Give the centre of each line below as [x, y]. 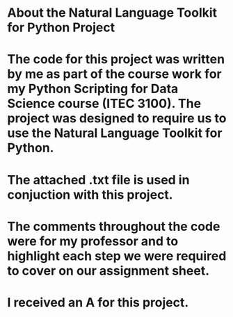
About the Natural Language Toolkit [112, 13]
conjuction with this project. [90, 194]
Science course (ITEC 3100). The [104, 104]
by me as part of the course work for [114, 74]
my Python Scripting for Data [93, 89]
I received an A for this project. [98, 302]
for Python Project [61, 27]
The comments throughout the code [114, 226]
